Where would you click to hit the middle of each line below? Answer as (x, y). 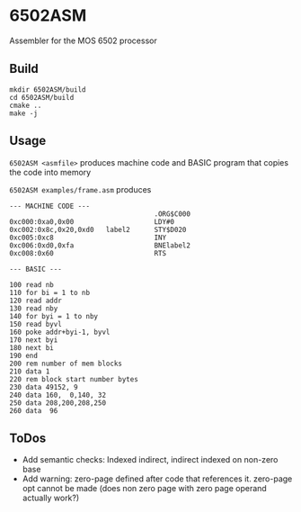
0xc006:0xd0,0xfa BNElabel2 (100, 245)
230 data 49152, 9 (44, 387)
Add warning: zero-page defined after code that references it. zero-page (157, 479)
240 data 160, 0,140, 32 (58, 395)
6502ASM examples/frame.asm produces (80, 189)
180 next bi (31, 347)
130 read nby (34, 308)
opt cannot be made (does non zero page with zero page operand (144, 489)
